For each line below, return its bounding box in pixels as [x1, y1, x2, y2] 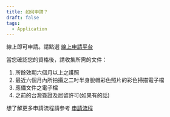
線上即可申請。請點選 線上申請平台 [6, 43, 93, 50]
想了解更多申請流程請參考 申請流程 [6, 104, 93, 112]
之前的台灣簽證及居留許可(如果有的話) [15, 92, 110, 99]
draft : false [6, 15, 39, 21]
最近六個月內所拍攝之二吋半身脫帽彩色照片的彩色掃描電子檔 [15, 76, 165, 84]
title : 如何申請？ [6, 8, 49, 15]
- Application [12, 25, 47, 32]
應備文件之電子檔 [15, 84, 58, 92]
